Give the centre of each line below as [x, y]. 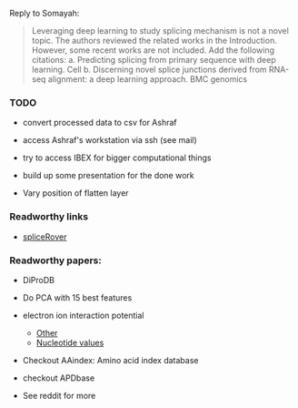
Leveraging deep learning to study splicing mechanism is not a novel [160, 31]
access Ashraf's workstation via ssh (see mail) [109, 140]
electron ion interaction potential [83, 315]
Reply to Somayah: [45, 13]
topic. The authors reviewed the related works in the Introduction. [154, 41]
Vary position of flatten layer [75, 193]
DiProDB [38, 280]
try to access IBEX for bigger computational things [117, 158]
